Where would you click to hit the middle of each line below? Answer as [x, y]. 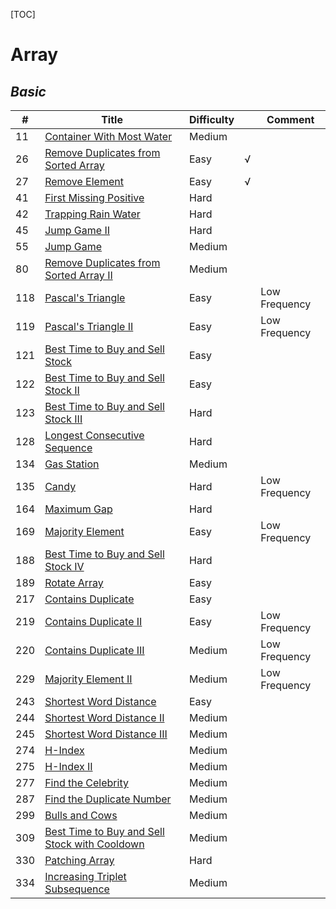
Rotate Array [74, 582]
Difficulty [212, 119]
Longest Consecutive [94, 435]
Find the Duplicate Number [108, 799]
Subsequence [77, 889]
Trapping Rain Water [92, 214]
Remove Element [84, 181]
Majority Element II [88, 679]
